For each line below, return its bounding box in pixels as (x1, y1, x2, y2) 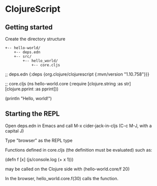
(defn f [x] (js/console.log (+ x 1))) (5, 156, 74, 162)
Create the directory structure (5, 36, 65, 42)
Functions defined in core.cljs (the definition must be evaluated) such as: (5, 147, 153, 153)
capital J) (5, 128, 24, 133)
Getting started (5, 23, 53, 31)
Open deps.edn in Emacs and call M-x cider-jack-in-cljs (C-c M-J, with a (5, 123, 152, 129)
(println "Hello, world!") (5, 96, 52, 101)
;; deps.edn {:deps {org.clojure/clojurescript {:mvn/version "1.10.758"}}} (5, 71, 150, 77)
